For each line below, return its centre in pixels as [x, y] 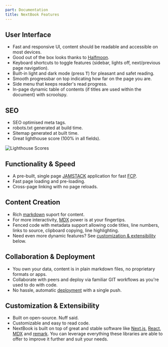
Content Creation [33, 203]
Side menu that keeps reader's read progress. [60, 84]
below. [19, 241]
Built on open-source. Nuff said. [46, 318]
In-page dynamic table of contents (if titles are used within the [77, 89]
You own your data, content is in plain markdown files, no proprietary [84, 269]
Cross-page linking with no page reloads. [55, 186]
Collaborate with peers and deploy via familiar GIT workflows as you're [86, 279]
